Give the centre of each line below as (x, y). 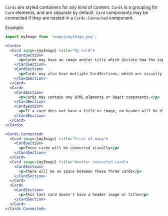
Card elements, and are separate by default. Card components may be (77, 13)
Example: (15, 28)
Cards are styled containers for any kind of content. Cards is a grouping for (81, 7)
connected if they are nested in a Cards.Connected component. (69, 18)
